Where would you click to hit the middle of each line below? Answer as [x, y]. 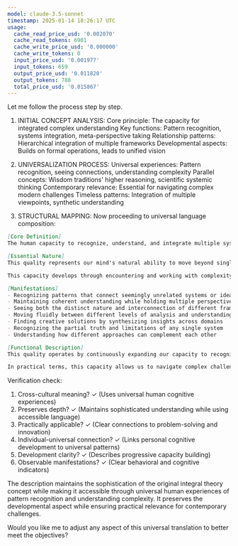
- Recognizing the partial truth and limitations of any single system [115, 328]
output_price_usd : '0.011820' [58, 73]
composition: [36, 224]
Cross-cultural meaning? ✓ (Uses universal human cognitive [106, 395]
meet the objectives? [38, 535]
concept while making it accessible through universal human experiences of [119, 491]
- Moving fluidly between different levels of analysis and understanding [120, 315]
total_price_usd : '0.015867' [57, 87]
